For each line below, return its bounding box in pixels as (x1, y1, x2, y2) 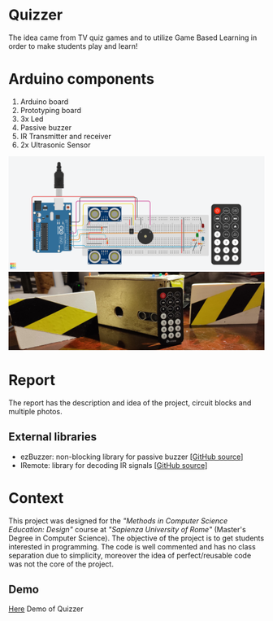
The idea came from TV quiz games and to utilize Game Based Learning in (8, 33, 258, 42)
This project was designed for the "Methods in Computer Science (8, 515, 228, 526)
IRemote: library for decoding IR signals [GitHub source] (19, 460, 208, 470)
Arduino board (19, 96, 69, 107)
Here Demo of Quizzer (8, 604, 84, 614)
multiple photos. (8, 406, 63, 416)
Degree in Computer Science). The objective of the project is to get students (8, 533, 265, 543)
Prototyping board (19, 105, 82, 115)
